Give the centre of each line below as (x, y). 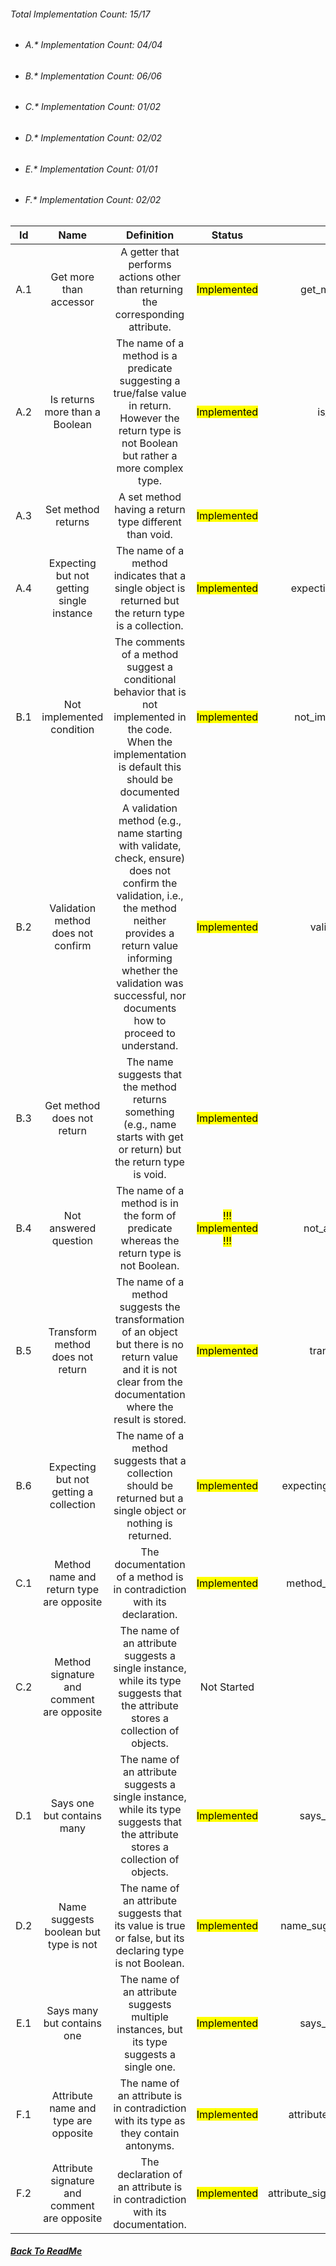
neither (150, 920)
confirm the (150, 883)
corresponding (149, 314)
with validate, (150, 845)
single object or (150, 1510)
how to (150, 1020)
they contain (150, 2133)
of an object (149, 1332)
